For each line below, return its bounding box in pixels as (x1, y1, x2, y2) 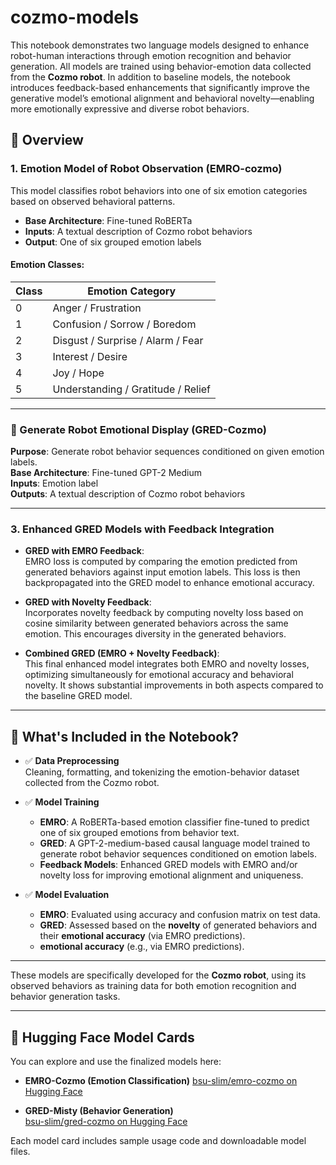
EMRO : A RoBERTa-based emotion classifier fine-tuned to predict (39, 816, 310, 828)
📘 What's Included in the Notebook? (10, 728, 240, 745)
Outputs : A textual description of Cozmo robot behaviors (10, 488, 246, 500)
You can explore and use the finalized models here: (10, 1056, 222, 1068)
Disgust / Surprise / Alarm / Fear (52, 333, 204, 347)
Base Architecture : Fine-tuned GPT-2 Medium (10, 467, 203, 479)
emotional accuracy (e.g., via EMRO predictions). (39, 941, 245, 953)
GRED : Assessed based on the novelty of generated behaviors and (39, 919, 318, 931)
